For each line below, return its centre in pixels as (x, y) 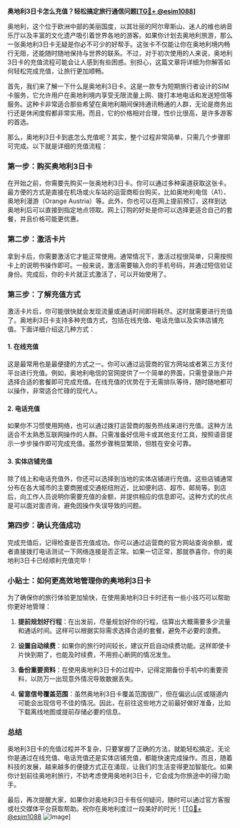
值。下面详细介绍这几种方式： (51, 329)
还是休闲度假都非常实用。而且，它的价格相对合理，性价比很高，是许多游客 (123, 113)
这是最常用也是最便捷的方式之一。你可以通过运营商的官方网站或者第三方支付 (120, 364)
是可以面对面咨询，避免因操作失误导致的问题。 (76, 505)
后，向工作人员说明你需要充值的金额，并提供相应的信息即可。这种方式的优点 (120, 497)
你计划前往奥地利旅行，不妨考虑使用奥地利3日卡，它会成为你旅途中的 (110, 776)
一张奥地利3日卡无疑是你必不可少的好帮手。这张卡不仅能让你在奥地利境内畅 (119, 44)
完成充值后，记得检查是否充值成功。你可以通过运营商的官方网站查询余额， (117, 542)
